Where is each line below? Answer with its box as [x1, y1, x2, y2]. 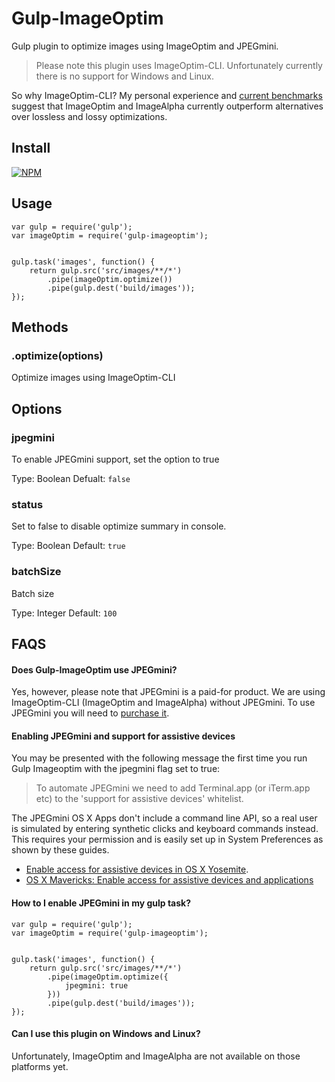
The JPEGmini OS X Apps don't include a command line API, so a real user [11, 812, 318, 824]
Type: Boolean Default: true [11, 540, 126, 552]
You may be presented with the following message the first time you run [11, 752, 308, 764]
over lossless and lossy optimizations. [11, 110, 168, 122]
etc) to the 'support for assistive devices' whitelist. [35, 793, 244, 805]
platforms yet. [11, 1060, 69, 1072]
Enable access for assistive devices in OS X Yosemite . [25, 863, 249, 876]
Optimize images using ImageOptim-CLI [11, 372, 176, 384]
